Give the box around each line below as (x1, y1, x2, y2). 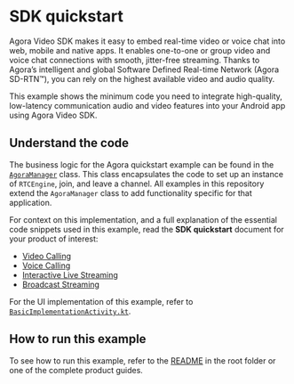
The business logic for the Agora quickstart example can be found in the (9, 159, 274, 170)
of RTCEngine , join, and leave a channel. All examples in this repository (9, 178, 265, 189)
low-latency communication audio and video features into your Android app (9, 100, 286, 110)
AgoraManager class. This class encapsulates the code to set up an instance (9, 168, 284, 179)
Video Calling (21, 250, 72, 261)
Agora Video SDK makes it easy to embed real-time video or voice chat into (9, 36, 286, 46)
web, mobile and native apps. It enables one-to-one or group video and (9, 45, 271, 55)
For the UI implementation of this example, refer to (9, 296, 194, 306)
